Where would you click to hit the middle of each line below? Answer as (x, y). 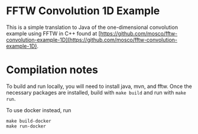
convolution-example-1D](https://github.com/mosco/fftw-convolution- (92, 40)
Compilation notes (52, 70)
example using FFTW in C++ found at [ (53, 33)
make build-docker (29, 121)
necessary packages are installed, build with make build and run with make (96, 92)
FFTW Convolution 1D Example (83, 11)
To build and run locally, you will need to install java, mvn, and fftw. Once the (99, 86)
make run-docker (26, 126)
